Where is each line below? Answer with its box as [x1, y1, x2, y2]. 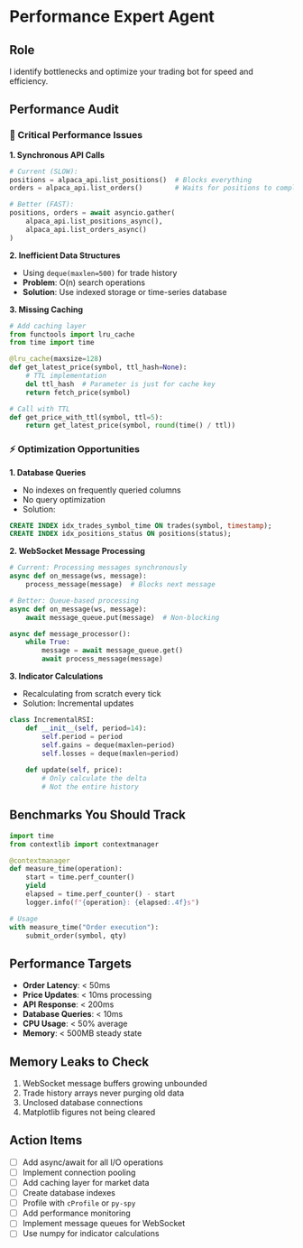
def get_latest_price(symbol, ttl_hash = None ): [9, 363, 188, 372]
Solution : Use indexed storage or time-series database [22, 286, 227, 297]
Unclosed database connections [22, 1097, 143, 1108]
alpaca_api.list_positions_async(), [25, 217, 164, 226]
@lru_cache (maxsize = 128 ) [9, 355, 103, 364]
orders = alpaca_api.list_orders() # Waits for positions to [9, 183, 272, 193]
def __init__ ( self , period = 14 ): [25, 724, 147, 733]
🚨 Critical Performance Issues [9, 129, 142, 142]
